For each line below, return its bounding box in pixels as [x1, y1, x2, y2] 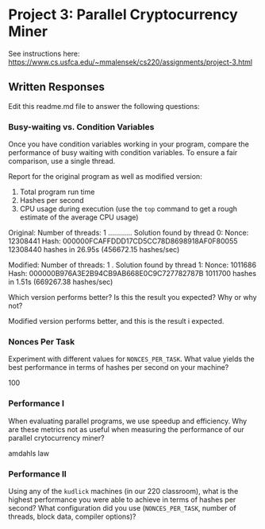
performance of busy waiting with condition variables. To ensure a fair [8, 148, 238, 158]
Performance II [8, 468, 67, 479]
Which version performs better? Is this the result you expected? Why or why [8, 293, 257, 302]
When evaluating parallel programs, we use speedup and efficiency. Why [8, 416, 248, 426]
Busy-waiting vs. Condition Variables [8, 121, 155, 132]
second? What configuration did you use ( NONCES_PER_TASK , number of [8, 503, 236, 512]
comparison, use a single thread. [8, 157, 116, 166]
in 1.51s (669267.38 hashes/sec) [8, 277, 113, 287]
